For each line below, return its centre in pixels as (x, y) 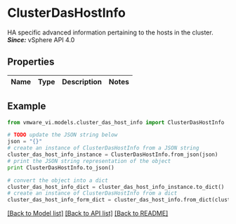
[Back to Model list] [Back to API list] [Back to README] (88, 213)
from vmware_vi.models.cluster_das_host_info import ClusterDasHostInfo (116, 122)
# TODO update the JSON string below (63, 135)
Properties (31, 62)
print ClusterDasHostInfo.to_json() (61, 167)
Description (82, 81)
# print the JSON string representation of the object (89, 161)
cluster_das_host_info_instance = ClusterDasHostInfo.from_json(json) (113, 155)
